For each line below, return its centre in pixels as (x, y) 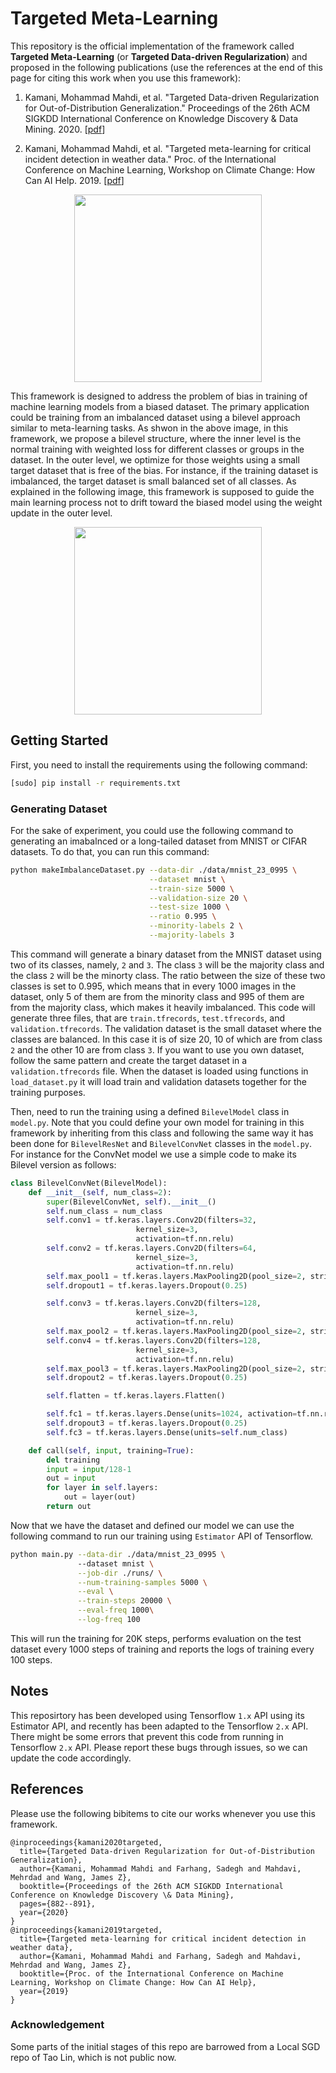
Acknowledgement (57, 2025)
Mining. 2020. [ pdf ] (65, 129)
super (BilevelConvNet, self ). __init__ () (131, 1202)
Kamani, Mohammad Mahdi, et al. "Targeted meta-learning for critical (168, 148)
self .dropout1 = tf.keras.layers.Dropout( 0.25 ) (147, 1285)
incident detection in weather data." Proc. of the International (150, 159)
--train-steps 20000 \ (124, 1601)
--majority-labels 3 (191, 935)
